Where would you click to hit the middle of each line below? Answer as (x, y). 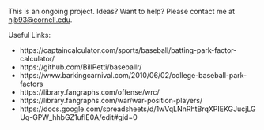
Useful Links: (30, 35)
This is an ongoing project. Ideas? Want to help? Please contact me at (122, 11)
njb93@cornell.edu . (40, 20)
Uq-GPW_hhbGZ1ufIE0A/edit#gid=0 (78, 117)
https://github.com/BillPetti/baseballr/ (81, 67)
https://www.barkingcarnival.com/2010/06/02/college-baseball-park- (133, 75)
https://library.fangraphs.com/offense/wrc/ (89, 92)
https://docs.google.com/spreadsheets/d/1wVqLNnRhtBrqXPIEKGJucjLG (138, 109)
